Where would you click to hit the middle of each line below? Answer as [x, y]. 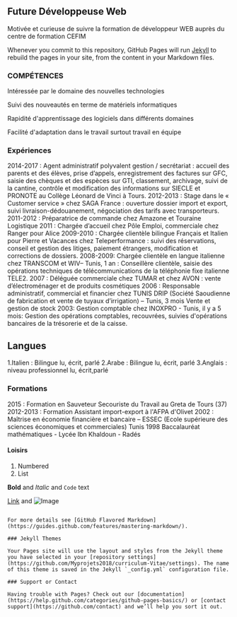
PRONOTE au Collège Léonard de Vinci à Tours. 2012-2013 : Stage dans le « [118, 196]
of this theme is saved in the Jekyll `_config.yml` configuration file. [118, 569]
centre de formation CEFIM [47, 36]
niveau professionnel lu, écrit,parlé [58, 370]
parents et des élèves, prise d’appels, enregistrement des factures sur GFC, [117, 173]
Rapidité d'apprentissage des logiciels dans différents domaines [101, 119]
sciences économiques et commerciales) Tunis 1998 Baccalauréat [104, 426]
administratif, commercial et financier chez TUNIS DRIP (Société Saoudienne [119, 293]
